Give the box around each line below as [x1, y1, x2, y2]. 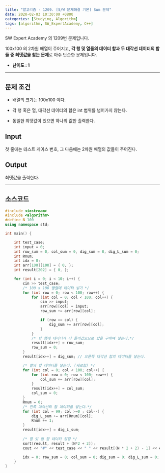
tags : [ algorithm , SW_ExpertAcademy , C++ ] [5, 21, 93, 26]
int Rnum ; [14, 254, 34, 259]
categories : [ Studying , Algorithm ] [5, 16, 78, 21]
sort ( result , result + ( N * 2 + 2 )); [23, 441, 96, 446]
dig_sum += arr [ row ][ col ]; [49, 322, 105, 327]
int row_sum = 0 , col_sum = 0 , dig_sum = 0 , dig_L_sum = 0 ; [14, 249, 139, 254]
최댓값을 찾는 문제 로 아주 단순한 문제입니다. [15, 52, 97, 58]
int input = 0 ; [14, 244, 45, 249]
